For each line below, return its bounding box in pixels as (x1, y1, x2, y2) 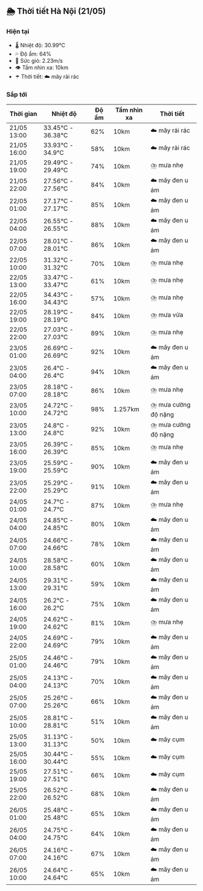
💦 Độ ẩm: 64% (14, 50, 52, 57)
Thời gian (9, 109, 37, 118)
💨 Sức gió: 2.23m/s (14, 57, 63, 64)
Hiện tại (6, 27, 30, 36)
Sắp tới (6, 90, 27, 99)
